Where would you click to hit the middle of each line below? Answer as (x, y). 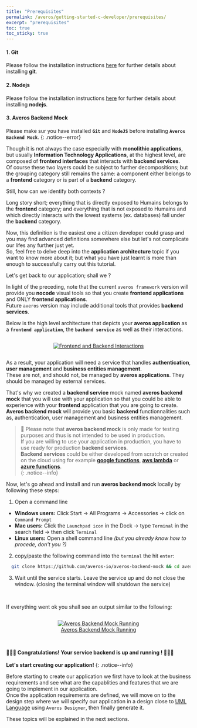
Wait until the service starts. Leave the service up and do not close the (100, 577)
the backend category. (34, 221)
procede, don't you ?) (40, 544)
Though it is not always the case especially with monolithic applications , (94, 148)
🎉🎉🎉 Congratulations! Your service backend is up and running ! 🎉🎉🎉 (90, 652)
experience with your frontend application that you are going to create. (92, 405)
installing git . (22, 72)
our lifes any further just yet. (40, 245)
